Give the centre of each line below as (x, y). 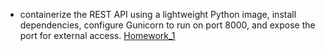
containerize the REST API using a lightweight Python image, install (158, 14)
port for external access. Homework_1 (97, 35)
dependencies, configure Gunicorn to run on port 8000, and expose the (167, 25)
